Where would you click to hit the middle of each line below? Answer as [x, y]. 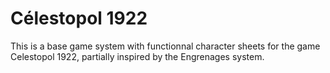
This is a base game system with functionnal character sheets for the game [165, 46]
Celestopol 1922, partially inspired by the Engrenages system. [137, 56]
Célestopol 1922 [79, 18]
